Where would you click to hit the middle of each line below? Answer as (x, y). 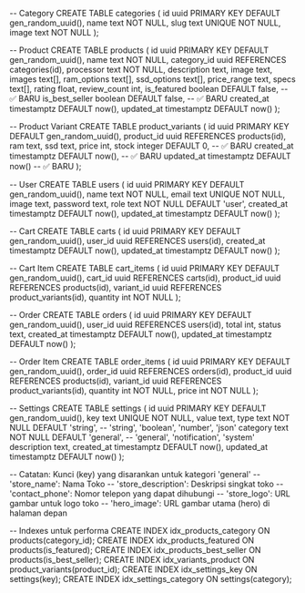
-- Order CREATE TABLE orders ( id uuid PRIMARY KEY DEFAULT (131, 315)
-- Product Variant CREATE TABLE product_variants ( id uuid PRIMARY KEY (149, 126)
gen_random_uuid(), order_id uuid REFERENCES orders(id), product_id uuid (151, 371)
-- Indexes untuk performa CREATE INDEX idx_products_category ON (140, 531)
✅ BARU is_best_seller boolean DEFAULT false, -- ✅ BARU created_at (140, 98)
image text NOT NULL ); (54, 32)
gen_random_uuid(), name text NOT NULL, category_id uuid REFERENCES (148, 60)
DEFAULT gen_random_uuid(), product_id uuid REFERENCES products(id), (148, 136)
